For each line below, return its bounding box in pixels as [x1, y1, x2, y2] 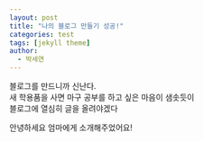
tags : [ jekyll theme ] [9, 38, 91, 48]
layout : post [9, 13, 59, 22]
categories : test [9, 30, 75, 39]
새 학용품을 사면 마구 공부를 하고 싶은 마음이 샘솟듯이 [9, 92, 195, 102]
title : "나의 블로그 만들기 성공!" [9, 22, 125, 31]
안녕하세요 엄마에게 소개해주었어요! [9, 122, 133, 133]
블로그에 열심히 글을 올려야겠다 [9, 103, 119, 113]
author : [9, 47, 39, 56]
